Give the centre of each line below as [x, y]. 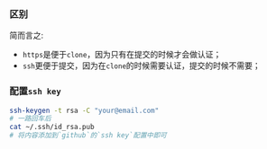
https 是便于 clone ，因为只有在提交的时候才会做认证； [122, 55]
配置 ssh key [35, 92]
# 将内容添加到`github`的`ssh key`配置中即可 [88, 136]
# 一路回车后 [30, 118]
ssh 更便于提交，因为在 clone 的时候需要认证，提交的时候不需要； [142, 66]
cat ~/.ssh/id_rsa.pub [52, 127]
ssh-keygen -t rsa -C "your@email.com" [84, 110]
